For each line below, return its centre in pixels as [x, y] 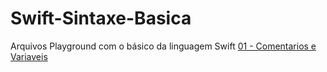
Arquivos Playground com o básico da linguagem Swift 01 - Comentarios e [163, 46]
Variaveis [29, 56]
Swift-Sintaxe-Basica [101, 18]
